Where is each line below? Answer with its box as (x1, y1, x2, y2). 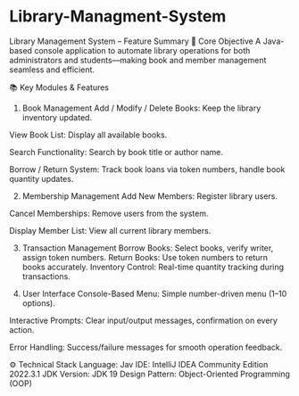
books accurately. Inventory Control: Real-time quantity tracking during (21, 261, 284, 272)
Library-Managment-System (9, 6, 227, 27)
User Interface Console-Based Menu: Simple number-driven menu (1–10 (21, 288, 287, 299)
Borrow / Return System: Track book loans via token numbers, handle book (9, 163, 286, 175)
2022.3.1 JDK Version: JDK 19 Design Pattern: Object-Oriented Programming (9, 368, 290, 379)
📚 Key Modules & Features (9, 82, 110, 93)
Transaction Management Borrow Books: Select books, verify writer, (21, 243, 274, 253)
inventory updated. (21, 111, 92, 122)
